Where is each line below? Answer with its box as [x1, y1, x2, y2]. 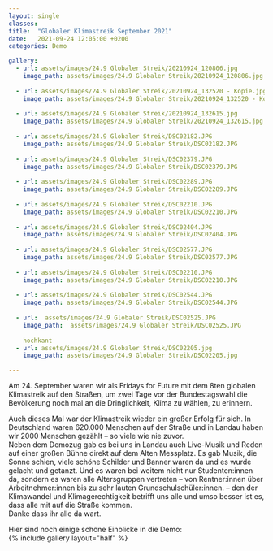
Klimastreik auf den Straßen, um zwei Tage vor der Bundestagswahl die [8, 389, 248, 399]
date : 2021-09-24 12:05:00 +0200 [8, 34, 129, 43]
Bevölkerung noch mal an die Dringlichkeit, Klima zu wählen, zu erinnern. [8, 398, 253, 408]
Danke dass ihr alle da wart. [8, 509, 102, 518]
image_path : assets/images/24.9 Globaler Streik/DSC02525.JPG [23, 321, 242, 329]
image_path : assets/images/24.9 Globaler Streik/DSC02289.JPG [23, 185, 238, 193]
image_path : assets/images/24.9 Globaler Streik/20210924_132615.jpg [23, 117, 264, 126]
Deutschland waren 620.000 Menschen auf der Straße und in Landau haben [8, 423, 264, 432]
